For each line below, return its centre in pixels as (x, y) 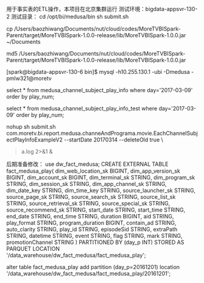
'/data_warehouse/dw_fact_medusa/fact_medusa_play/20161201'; (89, 274)
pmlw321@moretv (29, 78)
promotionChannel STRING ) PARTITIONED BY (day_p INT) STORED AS (95, 242)
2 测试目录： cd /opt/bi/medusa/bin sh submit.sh (68, 16)
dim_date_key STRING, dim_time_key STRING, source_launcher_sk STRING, (101, 190)
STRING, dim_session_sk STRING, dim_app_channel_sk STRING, (87, 184)
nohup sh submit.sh (31, 127)
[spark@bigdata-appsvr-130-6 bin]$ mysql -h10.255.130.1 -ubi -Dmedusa (98, 72)
